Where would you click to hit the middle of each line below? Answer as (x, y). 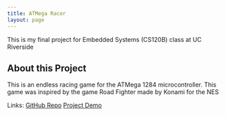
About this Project (47, 68)
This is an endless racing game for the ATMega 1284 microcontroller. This (112, 85)
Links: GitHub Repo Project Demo (54, 105)
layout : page (26, 20)
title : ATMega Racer (37, 13)
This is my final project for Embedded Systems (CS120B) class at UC (104, 39)
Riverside (20, 47)
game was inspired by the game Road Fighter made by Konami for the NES (113, 92)
